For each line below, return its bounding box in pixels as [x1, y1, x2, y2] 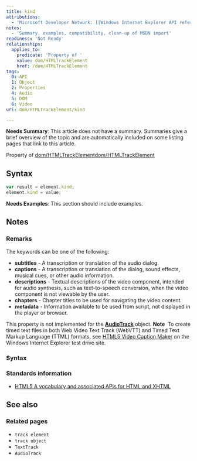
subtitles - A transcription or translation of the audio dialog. [14, 259, 159, 267]
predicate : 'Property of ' [16, 52, 83, 58]
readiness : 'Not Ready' [6, 36, 64, 42]
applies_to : [11, 47, 41, 53]
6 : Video [11, 101, 33, 107]
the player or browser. [14, 309, 69, 316]
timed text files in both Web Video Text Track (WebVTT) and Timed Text [6, 326, 180, 334]
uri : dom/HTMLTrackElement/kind [6, 107, 85, 112]
